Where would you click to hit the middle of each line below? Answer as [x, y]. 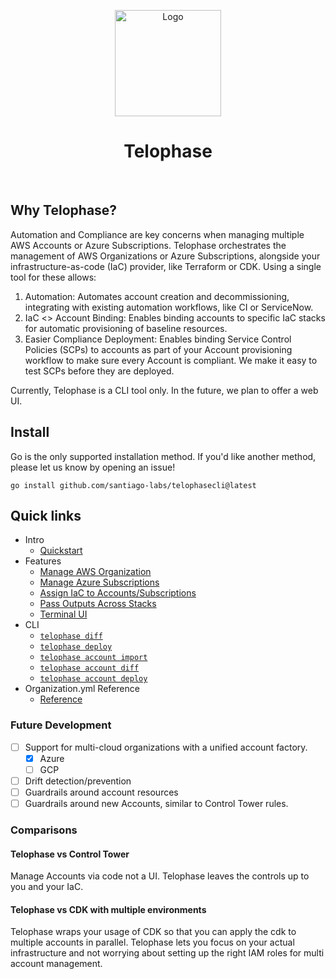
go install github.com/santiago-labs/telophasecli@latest [133, 485]
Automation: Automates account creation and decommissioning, [157, 296]
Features [43, 561]
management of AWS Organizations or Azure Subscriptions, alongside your [165, 256]
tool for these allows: [53, 277]
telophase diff [71, 636]
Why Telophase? [64, 210]
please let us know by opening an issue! [93, 467]
